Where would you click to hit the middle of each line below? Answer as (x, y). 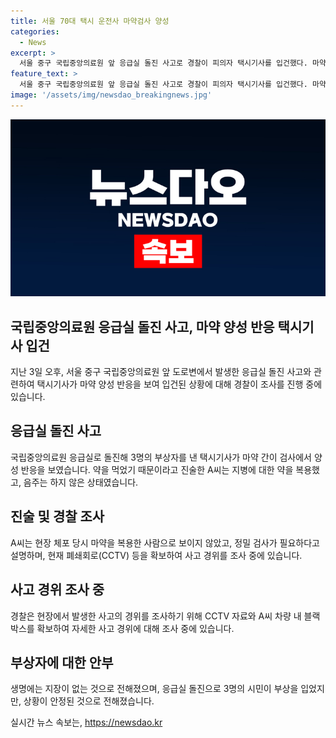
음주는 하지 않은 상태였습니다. (81, 482)
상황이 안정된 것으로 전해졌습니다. (89, 701)
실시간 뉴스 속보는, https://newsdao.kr (86, 722)
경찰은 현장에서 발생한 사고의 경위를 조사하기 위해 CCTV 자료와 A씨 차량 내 (156, 616)
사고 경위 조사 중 (57, 590)
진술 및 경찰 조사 (57, 516)
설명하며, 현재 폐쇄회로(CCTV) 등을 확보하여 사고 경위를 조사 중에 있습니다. (156, 555)
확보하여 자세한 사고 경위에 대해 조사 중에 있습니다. (135, 628)
